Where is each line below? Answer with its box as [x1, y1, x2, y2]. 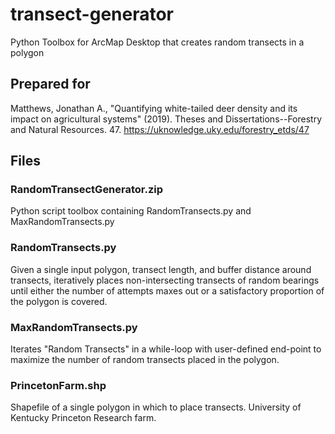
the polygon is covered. [10, 295, 108, 307]
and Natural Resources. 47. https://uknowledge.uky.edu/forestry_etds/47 [10, 123, 310, 135]
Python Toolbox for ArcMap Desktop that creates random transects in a [10, 36, 305, 48]
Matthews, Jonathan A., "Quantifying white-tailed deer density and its [10, 102, 298, 114]
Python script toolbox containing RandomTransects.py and [10, 205, 252, 217]
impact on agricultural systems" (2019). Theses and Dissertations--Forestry [10, 113, 323, 125]
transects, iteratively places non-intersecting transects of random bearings [10, 274, 320, 286]
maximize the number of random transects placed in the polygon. [10, 354, 280, 366]
